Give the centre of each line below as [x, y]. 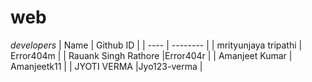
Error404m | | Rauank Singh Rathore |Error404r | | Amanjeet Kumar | [151, 55]
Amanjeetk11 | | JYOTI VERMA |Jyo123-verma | [106, 66]
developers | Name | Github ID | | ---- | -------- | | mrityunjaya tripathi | [156, 45]
